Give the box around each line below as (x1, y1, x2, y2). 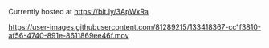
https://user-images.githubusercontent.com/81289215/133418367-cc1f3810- (8, 22, 261, 31)
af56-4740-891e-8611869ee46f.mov (8, 31, 130, 40)
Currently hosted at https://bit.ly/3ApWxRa (8, 7, 149, 16)
